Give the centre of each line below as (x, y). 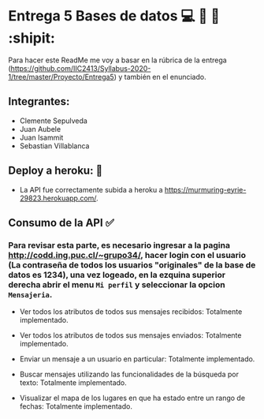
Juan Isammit (41, 137)
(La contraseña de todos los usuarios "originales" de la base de (132, 264)
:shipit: (32, 38)
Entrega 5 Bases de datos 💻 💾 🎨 (114, 16)
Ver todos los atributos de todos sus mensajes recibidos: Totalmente (131, 312)
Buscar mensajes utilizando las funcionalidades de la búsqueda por (129, 374)
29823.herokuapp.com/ (58, 198)
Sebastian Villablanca (54, 146)
